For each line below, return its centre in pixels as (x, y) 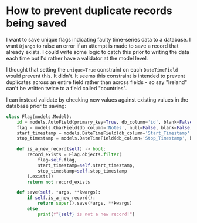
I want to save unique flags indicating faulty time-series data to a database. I (98, 39)
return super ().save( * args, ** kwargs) (85, 204)
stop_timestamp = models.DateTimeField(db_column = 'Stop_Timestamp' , (102, 138)
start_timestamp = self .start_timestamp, (86, 165)
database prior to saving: (36, 106)
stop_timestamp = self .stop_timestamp (82, 171)
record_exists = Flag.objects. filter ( (74, 155)
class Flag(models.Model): (39, 116)
